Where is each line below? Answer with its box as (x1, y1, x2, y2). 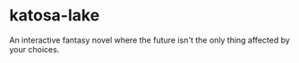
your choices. (9, 43, 60, 54)
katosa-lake (9, 5, 100, 26)
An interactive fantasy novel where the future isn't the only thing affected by (9, 35, 291, 45)
